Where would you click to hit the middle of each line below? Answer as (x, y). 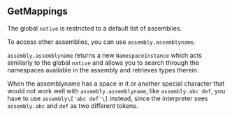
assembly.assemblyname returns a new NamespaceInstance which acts (105, 55)
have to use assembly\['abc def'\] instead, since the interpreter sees (108, 98)
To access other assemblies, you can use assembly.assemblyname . (101, 42)
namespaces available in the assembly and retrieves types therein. (103, 70)
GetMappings (38, 11)
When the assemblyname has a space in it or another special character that (116, 84)
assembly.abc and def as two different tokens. (73, 106)
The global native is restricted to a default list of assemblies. (95, 28)
